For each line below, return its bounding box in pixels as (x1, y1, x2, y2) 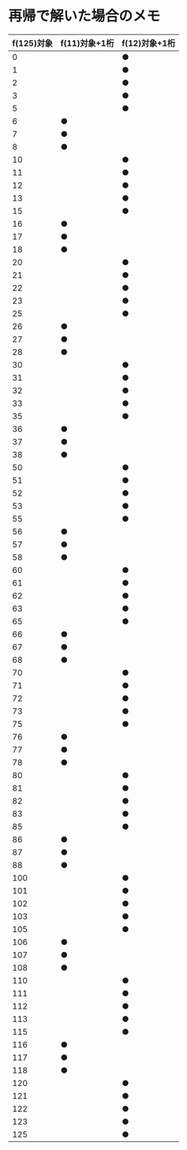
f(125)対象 (12, 37, 53, 48)
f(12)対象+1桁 (122, 37, 176, 48)
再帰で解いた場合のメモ (8, 7, 161, 25)
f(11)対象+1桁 (60, 37, 114, 48)
